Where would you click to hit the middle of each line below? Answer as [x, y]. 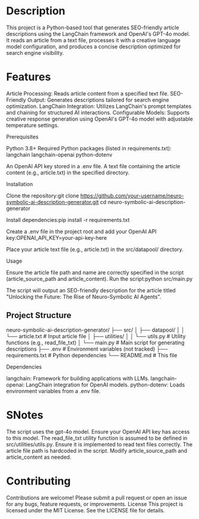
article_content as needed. [39, 457]
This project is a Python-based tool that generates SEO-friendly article [93, 27]
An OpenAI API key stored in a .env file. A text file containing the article [93, 166]
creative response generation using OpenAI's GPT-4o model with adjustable [100, 119]
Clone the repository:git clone [43, 196]
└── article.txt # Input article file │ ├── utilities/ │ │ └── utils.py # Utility [96, 336]
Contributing [38, 481]
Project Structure [39, 315]
